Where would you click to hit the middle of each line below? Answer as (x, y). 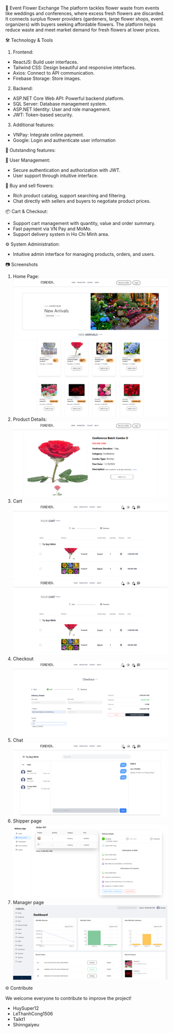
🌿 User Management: (28, 160)
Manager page (28, 902)
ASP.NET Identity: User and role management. (62, 109)
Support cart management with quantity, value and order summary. (84, 223)
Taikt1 (19, 1019)
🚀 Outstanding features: (30, 150)
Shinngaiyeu (26, 1025)
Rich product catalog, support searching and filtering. (70, 195)
